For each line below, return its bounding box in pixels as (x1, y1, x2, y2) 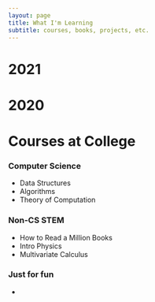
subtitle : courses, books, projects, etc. (8, 26, 149, 34)
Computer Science (8, 160, 81, 171)
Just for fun (8, 269, 54, 280)
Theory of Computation (19, 195, 96, 205)
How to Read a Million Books (19, 233, 113, 242)
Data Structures (19, 178, 71, 188)
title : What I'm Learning (8, 19, 93, 27)
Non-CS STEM (8, 214, 65, 226)
